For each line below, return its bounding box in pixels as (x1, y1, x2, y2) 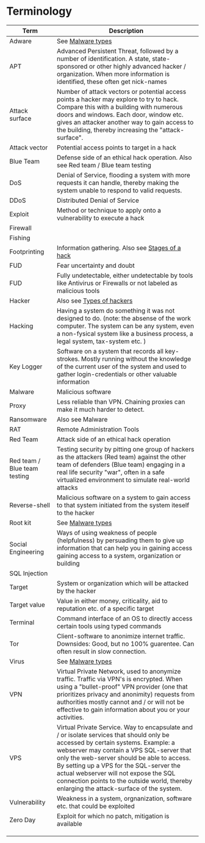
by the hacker (57, 586, 96, 595)
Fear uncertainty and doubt (57, 261, 135, 270)
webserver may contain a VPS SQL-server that (57, 746, 192, 754)
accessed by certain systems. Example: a (57, 738, 175, 747)
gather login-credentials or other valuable (57, 369, 177, 378)
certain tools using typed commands (57, 622, 162, 630)
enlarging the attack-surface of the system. (57, 784, 182, 793)
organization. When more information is (57, 69, 170, 78)
